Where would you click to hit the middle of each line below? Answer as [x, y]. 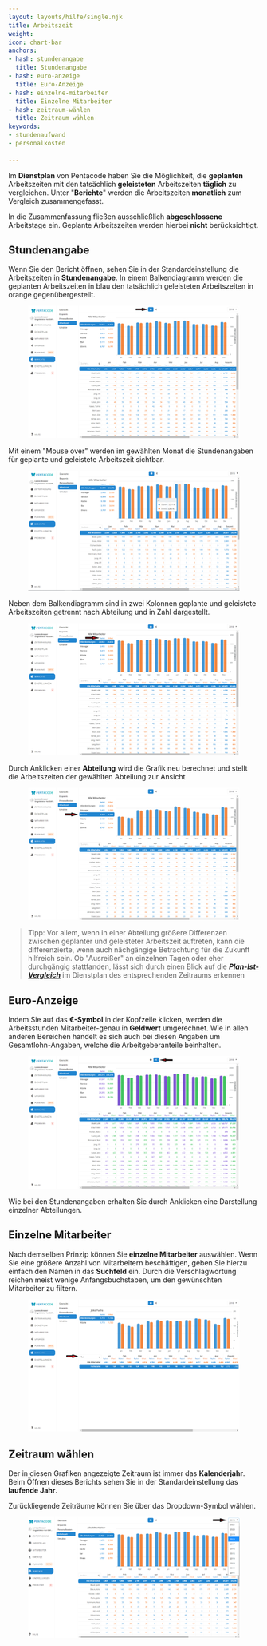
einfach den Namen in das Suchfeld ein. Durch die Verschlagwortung [122, 1271]
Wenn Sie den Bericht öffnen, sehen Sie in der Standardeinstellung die [124, 269]
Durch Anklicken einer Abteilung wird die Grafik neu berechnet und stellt [128, 768]
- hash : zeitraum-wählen [49, 110]
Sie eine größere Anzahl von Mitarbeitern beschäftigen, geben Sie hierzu [128, 1262]
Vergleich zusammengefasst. [56, 201]
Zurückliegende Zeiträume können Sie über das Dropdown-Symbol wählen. [132, 1505]
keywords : [25, 127]
